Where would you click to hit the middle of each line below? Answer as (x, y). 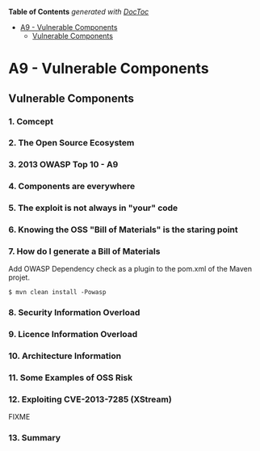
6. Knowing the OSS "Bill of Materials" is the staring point (123, 230)
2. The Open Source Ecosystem (71, 143)
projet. (19, 277)
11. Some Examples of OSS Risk (71, 377)
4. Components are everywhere (72, 187)
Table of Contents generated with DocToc (79, 12)
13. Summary (35, 438)
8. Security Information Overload (74, 313)
